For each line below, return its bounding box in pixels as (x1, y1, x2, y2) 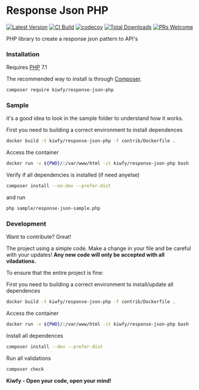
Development (6, 220, 47, 228)
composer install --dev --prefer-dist (6, 343, 103, 350)
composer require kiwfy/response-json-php (6, 87, 114, 93)
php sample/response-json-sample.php (6, 205, 101, 212)
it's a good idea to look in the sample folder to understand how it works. (6, 115, 184, 122)
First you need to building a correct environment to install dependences (6, 127, 183, 134)
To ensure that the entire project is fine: (6, 269, 104, 277)
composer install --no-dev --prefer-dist (6, 183, 111, 189)
